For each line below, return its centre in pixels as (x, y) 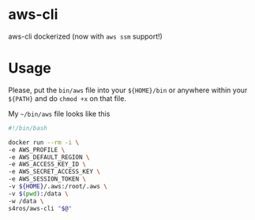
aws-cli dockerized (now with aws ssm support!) (86, 36)
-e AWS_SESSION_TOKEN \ (47, 179)
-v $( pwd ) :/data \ (38, 194)
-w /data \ (26, 201)
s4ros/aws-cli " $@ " (40, 208)
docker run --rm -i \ (44, 142)
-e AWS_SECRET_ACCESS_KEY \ (54, 172)
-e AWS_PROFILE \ (37, 150)
